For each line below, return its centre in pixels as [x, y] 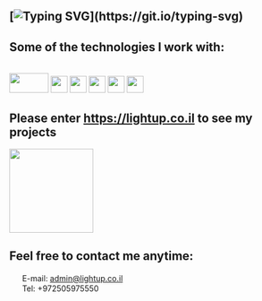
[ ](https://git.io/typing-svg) [127, 17]
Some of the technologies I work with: [117, 47]
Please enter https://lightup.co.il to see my [131, 118]
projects [33, 132]
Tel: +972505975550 [60, 288]
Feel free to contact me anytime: [101, 256]
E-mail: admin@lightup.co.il [72, 278]
